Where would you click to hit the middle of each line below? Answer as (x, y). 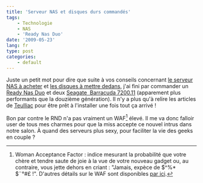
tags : (13, 18)
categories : (21, 57)
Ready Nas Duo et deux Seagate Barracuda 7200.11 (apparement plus (94, 92)
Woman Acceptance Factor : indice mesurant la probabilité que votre (101, 155)
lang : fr (17, 46)
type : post (20, 51)
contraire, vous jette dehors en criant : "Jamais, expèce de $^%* (95, 167)
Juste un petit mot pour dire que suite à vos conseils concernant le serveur (100, 80)
